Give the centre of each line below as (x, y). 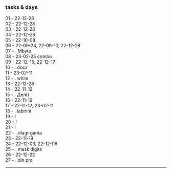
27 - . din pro (19, 160)
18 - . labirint (18, 111)
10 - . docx (17, 67)
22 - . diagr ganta (24, 133)
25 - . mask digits (24, 149)
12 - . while (17, 79)
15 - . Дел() (17, 95)
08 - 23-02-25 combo (29, 56)
